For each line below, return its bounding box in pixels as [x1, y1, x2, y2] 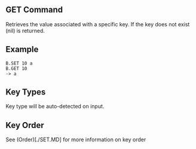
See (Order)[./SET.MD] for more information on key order [5, 136, 146, 143]
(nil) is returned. [5, 27, 45, 34]
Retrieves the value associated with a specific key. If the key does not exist [5, 20, 190, 28]
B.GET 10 [5, 65, 27, 71]
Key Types [5, 87, 46, 98]
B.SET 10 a [5, 60, 33, 66]
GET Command [5, 5, 63, 15]
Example [5, 44, 39, 54]
